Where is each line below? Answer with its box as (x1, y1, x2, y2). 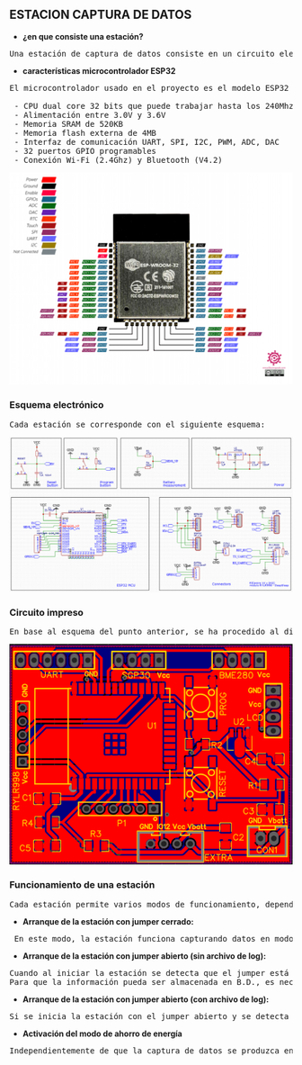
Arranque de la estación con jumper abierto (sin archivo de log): (22, 950, 267, 961)
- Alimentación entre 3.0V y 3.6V (13, 110, 166, 120)
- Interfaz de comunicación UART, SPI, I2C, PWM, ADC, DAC (13, 137, 280, 147)
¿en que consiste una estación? (22, 31, 144, 41)
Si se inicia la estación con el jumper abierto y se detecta (9, 1011, 289, 1021)
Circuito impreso (9, 606, 84, 618)
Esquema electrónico (9, 399, 104, 411)
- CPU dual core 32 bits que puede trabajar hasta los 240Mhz (13, 101, 294, 111)
